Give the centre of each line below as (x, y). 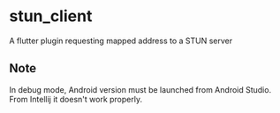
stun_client (51, 16)
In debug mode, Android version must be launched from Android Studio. (140, 89)
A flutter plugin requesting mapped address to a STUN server (121, 41)
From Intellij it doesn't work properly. (76, 99)
